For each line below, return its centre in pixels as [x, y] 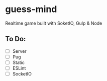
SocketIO [22, 74]
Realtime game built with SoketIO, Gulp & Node [54, 23]
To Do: [16, 39]
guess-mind [31, 9]
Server [19, 51]
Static [19, 62]
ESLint [19, 68]
